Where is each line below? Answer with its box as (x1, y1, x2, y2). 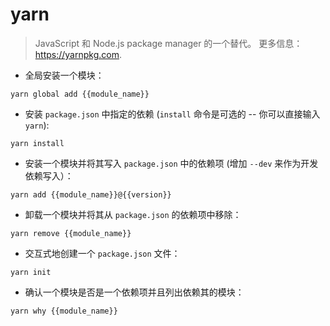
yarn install (10, 138, 65, 148)
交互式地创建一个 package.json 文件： (24, 247, 181, 259)
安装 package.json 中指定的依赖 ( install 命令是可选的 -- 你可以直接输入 (24, 108, 321, 120)
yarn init (10, 267, 52, 277)
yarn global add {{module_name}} (10, 89, 150, 99)
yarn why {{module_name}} (10, 306, 118, 316)
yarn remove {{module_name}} (10, 228, 132, 238)
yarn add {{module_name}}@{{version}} (10, 189, 172, 200)
